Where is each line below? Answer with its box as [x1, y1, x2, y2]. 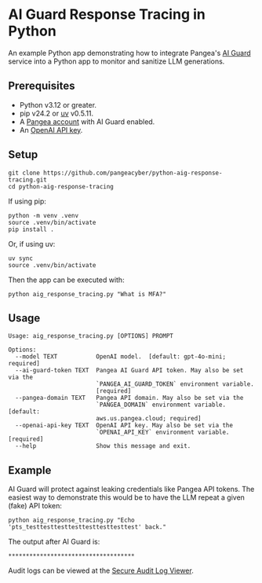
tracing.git [8, 175, 47, 184]
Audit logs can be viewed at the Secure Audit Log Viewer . [8, 566, 194, 575]
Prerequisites [8, 79, 75, 93]
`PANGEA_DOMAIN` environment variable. [95, 401, 226, 409]
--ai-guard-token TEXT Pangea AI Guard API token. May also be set [15, 367, 244, 375]
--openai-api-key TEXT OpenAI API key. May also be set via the [15, 422, 234, 430]
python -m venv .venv [8, 211, 79, 219]
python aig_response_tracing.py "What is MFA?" [8, 290, 167, 298]
